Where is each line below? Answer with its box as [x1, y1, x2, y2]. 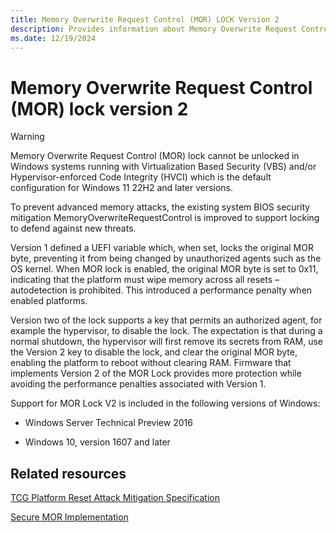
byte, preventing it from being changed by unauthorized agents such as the [10, 252, 322, 265]
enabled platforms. [10, 295, 88, 307]
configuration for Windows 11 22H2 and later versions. [10, 182, 234, 194]
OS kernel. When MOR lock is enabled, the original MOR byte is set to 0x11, [10, 263, 319, 275]
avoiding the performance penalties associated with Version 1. [10, 378, 267, 390]
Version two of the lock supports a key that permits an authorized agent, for [10, 314, 323, 326]
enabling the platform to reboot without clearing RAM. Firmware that [10, 357, 292, 369]
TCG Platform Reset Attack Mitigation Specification [10, 492, 220, 504]
